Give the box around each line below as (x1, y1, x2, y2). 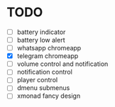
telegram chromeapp (16, 52, 79, 60)
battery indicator (16, 28, 66, 36)
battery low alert (16, 36, 65, 44)
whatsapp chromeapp (16, 44, 82, 52)
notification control (16, 68, 72, 77)
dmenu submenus (16, 84, 70, 92)
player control (16, 76, 58, 84)
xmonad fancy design (16, 91, 81, 100)
